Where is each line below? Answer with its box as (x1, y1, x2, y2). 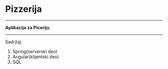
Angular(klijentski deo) (12, 54, 59, 60)
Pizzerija (5, 3, 42, 15)
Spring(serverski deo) (12, 48, 57, 54)
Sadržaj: (5, 39, 22, 45)
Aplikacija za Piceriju (5, 24, 50, 30)
